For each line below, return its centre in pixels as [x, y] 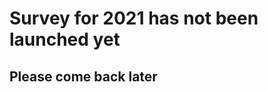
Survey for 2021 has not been [134, 18]
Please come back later [83, 76]
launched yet [65, 39]
